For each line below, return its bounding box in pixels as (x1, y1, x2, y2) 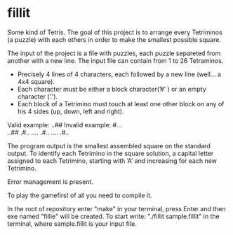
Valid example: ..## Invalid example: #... (7, 120, 123, 129)
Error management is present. (7, 177, 93, 186)
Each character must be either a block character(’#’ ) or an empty (17, 85, 207, 93)
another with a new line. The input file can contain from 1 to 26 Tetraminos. (7, 56, 224, 64)
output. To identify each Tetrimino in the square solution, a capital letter (7, 149, 214, 157)
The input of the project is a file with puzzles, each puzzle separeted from (7, 49, 221, 57)
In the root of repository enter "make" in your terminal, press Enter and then (7, 204, 226, 213)
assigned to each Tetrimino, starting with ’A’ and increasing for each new (7, 156, 218, 165)
